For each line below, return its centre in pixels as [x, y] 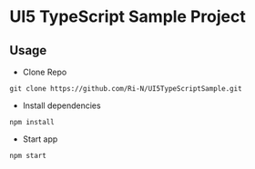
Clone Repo [45, 72]
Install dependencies [62, 105]
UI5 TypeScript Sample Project [127, 17]
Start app [40, 139]
